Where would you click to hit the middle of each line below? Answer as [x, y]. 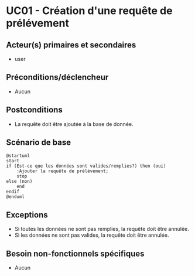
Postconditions [34, 110]
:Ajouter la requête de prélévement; [63, 171]
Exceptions [27, 215]
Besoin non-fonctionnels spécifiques [75, 253]
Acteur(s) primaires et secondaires [71, 45]
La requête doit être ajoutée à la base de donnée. [74, 124]
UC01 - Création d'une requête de [89, 11]
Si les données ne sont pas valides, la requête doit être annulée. [92, 235]
